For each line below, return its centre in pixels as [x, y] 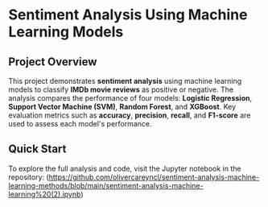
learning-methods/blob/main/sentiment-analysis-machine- [106, 185]
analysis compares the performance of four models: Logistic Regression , [130, 98]
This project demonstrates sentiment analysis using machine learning [125, 81]
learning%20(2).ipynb [45, 194]
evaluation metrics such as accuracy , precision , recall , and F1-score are [130, 115]
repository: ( [29, 177]
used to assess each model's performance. [80, 124]
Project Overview [53, 62]
